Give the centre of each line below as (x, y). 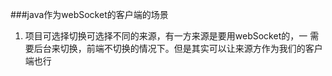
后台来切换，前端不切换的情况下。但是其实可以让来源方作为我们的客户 (178, 48)
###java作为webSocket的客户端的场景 (89, 14)
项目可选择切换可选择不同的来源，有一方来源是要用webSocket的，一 (166, 36)
